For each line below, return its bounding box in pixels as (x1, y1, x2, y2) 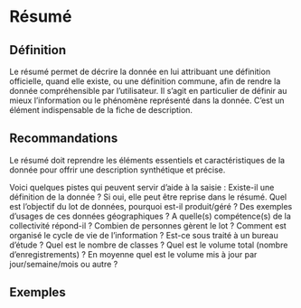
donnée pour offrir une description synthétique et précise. (9, 164, 226, 175)
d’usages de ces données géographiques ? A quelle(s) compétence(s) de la (9, 210, 292, 221)
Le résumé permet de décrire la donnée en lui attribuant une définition (9, 66, 271, 77)
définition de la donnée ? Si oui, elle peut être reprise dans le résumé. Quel (9, 191, 287, 202)
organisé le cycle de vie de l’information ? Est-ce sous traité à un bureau (9, 229, 278, 240)
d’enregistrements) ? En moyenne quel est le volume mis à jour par (9, 248, 258, 259)
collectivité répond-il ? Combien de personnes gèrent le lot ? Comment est (9, 219, 287, 231)
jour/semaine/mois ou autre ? (9, 258, 118, 269)
